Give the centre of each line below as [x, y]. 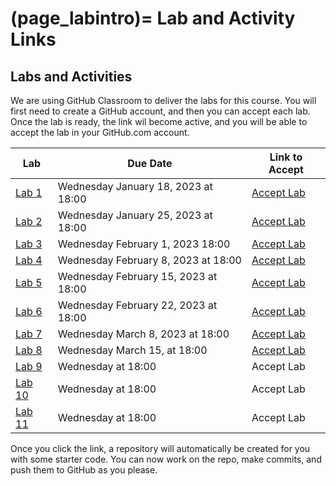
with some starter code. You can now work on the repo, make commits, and [166, 459]
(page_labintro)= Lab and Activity [153, 18]
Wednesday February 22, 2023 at [137, 305]
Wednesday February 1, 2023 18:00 [144, 244]
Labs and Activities [71, 76]
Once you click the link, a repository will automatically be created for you [160, 448]
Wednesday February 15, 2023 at [137, 276]
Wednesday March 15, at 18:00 [132, 350]
